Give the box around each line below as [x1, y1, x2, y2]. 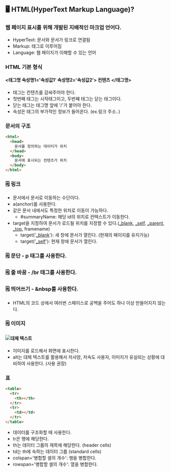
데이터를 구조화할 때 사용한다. [12, 429, 72, 435]
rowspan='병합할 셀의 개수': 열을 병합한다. [12, 461, 98, 467]
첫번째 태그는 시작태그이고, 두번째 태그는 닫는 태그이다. [12, 95, 122, 102]
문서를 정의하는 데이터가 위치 [14, 143, 67, 149]
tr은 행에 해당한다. [12, 435, 49, 441]
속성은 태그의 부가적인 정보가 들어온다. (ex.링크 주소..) [12, 108, 120, 114]
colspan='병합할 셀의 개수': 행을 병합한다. [12, 455, 96, 461]
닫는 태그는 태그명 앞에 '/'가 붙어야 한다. [12, 102, 92, 108]
